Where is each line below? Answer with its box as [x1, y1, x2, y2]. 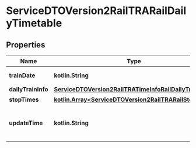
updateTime [9, 119, 43, 127]
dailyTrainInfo [9, 85, 48, 93]
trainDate [9, 71, 36, 80]
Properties [6, 40, 45, 50]
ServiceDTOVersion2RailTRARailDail [6, 4, 187, 18]
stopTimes [9, 95, 39, 104]
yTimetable [6, 16, 62, 30]
